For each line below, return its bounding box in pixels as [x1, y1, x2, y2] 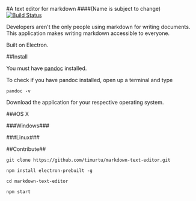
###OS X [6, 110, 29, 117]
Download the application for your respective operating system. [6, 99, 164, 106]
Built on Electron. [6, 42, 49, 48]
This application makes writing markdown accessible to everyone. [6, 30, 170, 37]
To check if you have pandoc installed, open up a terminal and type [6, 77, 173, 83]
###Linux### [6, 134, 40, 141]
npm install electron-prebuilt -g [6, 168, 93, 174]
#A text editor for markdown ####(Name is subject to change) [6, 5, 161, 12]
